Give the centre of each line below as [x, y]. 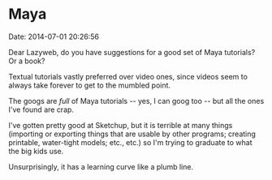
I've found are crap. [41, 109]
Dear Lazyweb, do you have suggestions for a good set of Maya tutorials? [132, 52]
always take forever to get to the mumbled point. [90, 85]
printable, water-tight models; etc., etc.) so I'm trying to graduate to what [131, 142]
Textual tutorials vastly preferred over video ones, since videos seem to [128, 76]
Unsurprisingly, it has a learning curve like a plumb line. [101, 166]
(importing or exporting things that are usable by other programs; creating [132, 134]
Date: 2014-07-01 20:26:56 [54, 36]
